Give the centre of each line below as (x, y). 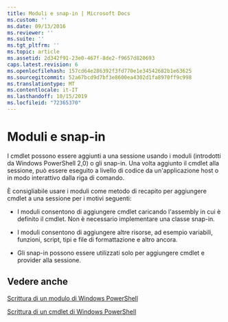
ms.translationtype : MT (41, 84)
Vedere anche (38, 282)
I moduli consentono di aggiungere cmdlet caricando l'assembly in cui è (119, 211)
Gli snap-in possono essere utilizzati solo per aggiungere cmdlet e (111, 253)
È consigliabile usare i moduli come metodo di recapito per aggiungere (107, 191)
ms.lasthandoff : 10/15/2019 (47, 97)
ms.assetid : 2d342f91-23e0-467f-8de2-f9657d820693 (81, 58)
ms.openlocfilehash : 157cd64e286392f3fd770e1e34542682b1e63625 (100, 71)
